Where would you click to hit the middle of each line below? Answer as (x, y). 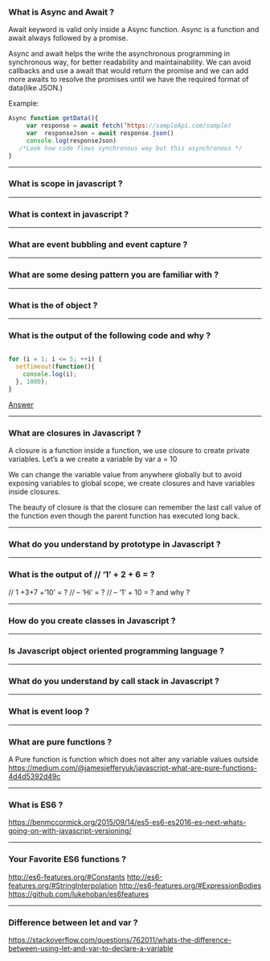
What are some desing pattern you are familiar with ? (114, 274)
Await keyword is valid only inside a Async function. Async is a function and (134, 30)
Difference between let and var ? (73, 922)
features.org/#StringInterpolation (63, 885)
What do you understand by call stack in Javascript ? (114, 681)
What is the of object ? (53, 305)
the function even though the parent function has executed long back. (124, 516)
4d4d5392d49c (35, 777)
